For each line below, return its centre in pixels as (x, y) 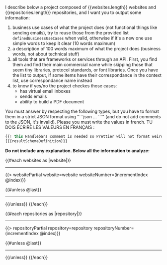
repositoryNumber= (114, 228)
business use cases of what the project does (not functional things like (85, 27)
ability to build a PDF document (52, 102)
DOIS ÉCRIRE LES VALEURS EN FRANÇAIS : (50, 127)
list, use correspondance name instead (52, 80)
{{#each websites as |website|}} (38, 160)
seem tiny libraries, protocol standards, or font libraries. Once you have (85, 70)
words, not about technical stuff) (46, 54)
